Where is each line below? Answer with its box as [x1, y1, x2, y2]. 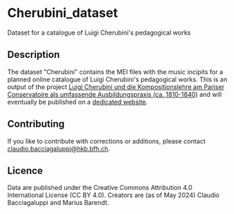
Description [7, 49, 60, 61]
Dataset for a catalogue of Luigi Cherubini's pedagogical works [7, 28, 191, 37]
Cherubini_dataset [7, 5, 118, 21]
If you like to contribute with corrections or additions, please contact [7, 136, 206, 145]
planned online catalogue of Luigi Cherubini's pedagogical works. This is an [7, 75, 228, 83]
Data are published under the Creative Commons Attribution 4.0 [7, 184, 192, 192]
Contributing [7, 118, 65, 130]
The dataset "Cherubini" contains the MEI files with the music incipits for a [7, 67, 223, 76]
